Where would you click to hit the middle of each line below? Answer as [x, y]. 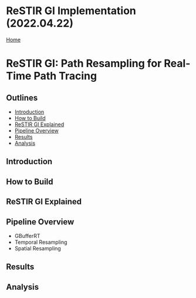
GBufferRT [27, 236]
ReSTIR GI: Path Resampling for [84, 64]
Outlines [22, 97]
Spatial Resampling [38, 248]
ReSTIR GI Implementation [71, 11]
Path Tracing [65, 76]
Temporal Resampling [41, 242]
